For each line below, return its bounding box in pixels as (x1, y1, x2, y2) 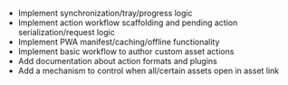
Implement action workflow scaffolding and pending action (17, 17, 238, 28)
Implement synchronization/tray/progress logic (17, 8, 193, 18)
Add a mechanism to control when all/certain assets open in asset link (17, 65, 280, 76)
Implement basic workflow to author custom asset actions (17, 46, 235, 57)
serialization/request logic (17, 27, 115, 37)
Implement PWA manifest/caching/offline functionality (17, 36, 220, 47)
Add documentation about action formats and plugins (17, 56, 217, 66)
